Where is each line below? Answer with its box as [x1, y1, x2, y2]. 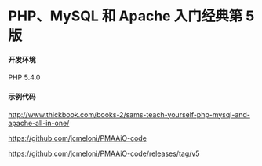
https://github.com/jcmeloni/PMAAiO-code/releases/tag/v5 [8, 149, 200, 158]
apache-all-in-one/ [8, 118, 70, 127]
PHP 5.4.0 [8, 72, 41, 83]
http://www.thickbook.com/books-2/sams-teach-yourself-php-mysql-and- [8, 109, 251, 119]
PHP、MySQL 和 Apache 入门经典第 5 [8, 7, 255, 25]
